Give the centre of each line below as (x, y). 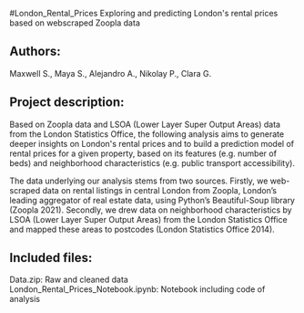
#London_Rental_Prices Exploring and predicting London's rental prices (144, 13)
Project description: (67, 103)
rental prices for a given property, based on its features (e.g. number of (143, 153)
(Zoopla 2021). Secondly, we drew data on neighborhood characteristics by (151, 210)
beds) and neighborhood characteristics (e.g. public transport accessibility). (152, 162)
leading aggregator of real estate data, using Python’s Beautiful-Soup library (152, 200)
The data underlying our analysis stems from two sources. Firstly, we (139, 181)
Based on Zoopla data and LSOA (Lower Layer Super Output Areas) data (145, 124)
